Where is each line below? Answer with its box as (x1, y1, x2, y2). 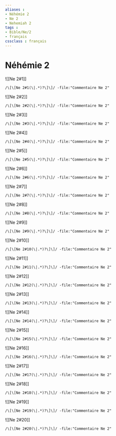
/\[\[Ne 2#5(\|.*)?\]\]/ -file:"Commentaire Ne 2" (5, 157, 110, 162)
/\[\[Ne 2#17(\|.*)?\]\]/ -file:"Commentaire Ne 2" (5, 372, 112, 377)
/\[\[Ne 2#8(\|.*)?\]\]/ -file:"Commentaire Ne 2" (5, 211, 110, 216)
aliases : (5, 7, 25, 12)
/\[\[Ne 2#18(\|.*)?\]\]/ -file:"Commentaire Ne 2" (5, 390, 112, 395)
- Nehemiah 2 (5, 20, 32, 26)
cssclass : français (5, 39, 47, 44)
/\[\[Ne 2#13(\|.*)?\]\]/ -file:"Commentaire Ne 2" (5, 300, 112, 306)
